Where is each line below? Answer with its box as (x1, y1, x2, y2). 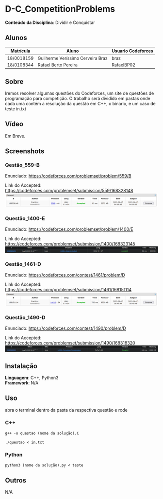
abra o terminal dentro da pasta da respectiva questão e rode (5, 407, 128, 413)
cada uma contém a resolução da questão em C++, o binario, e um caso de (5, 101, 156, 107)
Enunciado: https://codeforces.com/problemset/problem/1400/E (5, 226, 133, 232)
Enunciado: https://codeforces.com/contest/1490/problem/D (5, 325, 126, 331)
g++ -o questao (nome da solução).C (5, 431, 79, 436)
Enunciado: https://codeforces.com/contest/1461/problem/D (5, 272, 125, 278)
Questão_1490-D (5, 314, 46, 321)
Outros (5, 476, 27, 484)
